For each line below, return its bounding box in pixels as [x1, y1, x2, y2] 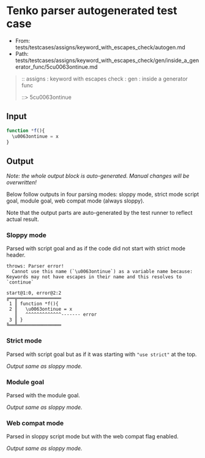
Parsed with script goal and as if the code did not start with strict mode [6, 245, 185, 252]
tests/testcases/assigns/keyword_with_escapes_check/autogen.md [15, 44, 185, 51]
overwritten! [6, 179, 37, 186]
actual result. [6, 215, 39, 223]
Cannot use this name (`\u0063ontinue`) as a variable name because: [12, 268, 193, 275]
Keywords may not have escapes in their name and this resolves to [6, 274, 182, 280]
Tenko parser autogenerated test [6, 4, 177, 18]
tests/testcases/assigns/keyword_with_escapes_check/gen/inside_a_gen [15, 56, 199, 64]
